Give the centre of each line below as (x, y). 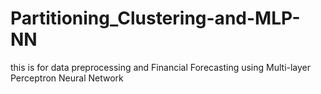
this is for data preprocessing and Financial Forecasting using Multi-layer (161, 67)
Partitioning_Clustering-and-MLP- (155, 18)
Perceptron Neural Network (67, 78)
